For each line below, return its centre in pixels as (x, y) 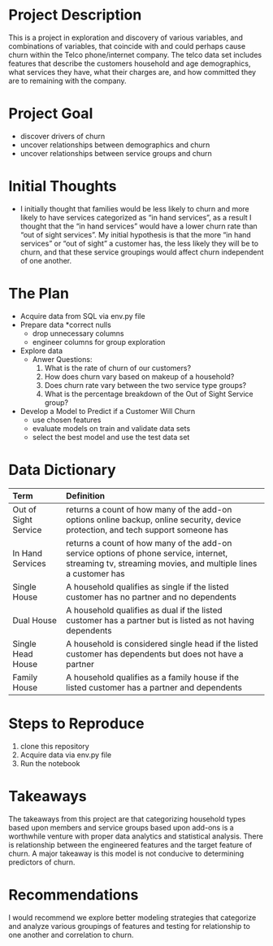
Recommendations (74, 894)
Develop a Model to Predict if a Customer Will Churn (108, 411)
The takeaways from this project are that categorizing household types (127, 818)
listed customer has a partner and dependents (154, 687)
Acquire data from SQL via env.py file (82, 316)
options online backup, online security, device (154, 520)
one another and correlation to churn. (71, 935)
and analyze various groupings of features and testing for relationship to (129, 926)
